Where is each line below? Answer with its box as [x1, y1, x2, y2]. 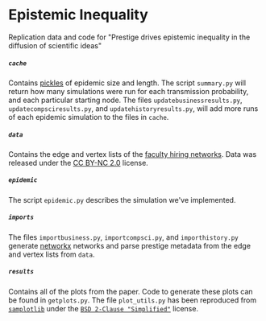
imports [8, 213, 35, 222]
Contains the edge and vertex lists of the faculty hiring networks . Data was [8, 149, 257, 158]
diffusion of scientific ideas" [8, 40, 102, 50]
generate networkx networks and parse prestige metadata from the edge [8, 241, 251, 250]
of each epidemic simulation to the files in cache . [8, 112, 169, 121]
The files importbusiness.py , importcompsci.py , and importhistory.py [8, 232, 239, 242]
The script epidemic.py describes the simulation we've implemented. [8, 195, 236, 204]
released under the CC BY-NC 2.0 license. [8, 158, 149, 167]
